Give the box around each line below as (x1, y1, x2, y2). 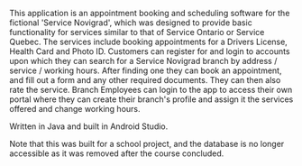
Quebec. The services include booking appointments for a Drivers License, (9, 36, 288, 47)
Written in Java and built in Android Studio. (9, 121, 169, 132)
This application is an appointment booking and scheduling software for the (9, 8, 290, 18)
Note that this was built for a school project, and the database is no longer (9, 139, 285, 149)
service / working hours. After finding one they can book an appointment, (9, 65, 282, 76)
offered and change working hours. (9, 104, 142, 114)
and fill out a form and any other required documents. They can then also (9, 75, 281, 85)
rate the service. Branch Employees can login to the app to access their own (9, 85, 293, 95)
